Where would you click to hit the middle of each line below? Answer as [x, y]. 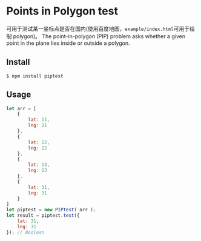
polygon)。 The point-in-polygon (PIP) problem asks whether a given [99, 36]
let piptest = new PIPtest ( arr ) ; [51, 210]
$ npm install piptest [35, 76]
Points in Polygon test [62, 11]
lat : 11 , [39, 120]
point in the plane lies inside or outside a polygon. [68, 43]
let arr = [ [21, 108]
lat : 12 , [39, 142]
